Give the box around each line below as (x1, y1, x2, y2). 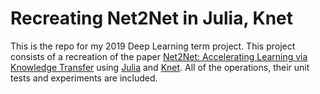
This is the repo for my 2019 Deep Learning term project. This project (10, 40, 296, 52)
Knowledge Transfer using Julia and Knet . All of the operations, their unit (10, 61, 310, 73)
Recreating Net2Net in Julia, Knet (10, 7, 294, 30)
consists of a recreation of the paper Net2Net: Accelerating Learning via (10, 50, 308, 62)
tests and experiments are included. (10, 72, 158, 84)
